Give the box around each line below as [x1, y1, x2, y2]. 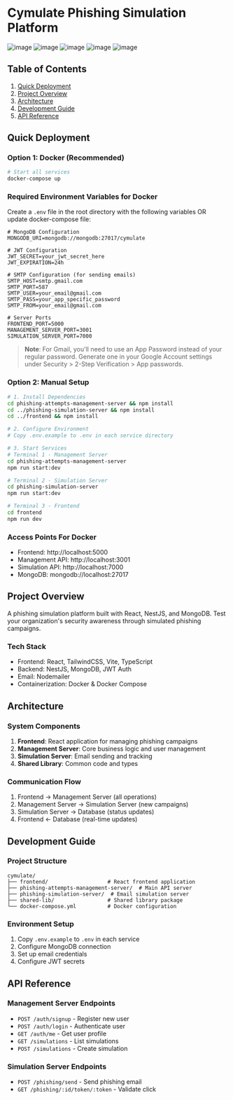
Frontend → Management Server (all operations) [17, 793, 157, 801]
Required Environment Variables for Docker [7, 192, 158, 202]
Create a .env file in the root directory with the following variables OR [7, 208, 206, 216]
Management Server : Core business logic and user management [17, 744, 206, 753]
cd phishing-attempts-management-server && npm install [7, 400, 174, 407]
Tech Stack [7, 641, 47, 651]
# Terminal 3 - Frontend [7, 503, 80, 510]
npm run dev [7, 515, 42, 522]
